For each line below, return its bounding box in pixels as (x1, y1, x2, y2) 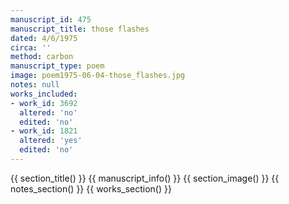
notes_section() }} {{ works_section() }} (10, 182, 172, 195)
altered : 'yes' (19, 136, 83, 146)
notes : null (10, 80, 60, 90)
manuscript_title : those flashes (10, 24, 150, 34)
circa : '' (10, 42, 52, 53)
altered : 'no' (19, 107, 78, 118)
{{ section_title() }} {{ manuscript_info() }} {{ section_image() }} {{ (10, 172, 280, 184)
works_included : (10, 89, 78, 99)
